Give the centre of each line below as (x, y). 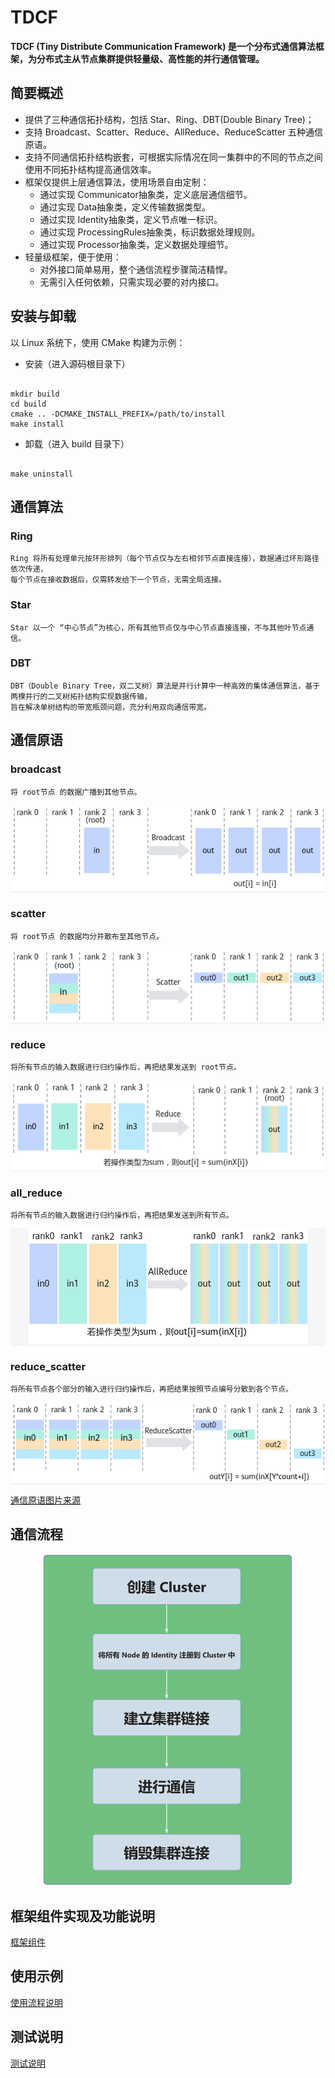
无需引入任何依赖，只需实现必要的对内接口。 (132, 282)
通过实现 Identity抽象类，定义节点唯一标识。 (131, 219)
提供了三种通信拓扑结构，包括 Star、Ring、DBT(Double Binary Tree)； (169, 119)
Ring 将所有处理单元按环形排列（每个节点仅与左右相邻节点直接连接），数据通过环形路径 (165, 559)
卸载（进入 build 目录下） (77, 443)
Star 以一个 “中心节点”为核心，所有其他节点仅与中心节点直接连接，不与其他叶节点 (158, 627)
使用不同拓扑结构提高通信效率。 (90, 169)
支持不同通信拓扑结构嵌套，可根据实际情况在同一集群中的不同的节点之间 (173, 157)
